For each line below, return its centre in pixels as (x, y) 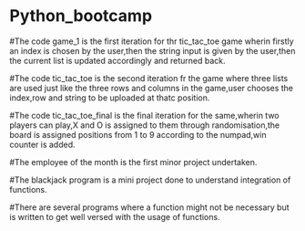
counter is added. (42, 144)
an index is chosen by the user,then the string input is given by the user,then (152, 50)
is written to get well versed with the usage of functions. (115, 216)
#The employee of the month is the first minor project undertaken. (133, 162)
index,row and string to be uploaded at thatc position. (110, 98)
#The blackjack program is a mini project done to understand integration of (150, 180)
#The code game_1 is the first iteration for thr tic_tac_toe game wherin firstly (152, 41)
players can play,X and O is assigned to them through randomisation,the (145, 125)
